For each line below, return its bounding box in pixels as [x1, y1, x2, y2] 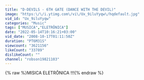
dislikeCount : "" [5, 52, 40, 57]
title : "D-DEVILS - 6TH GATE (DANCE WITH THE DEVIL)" [5, 7, 116, 12]
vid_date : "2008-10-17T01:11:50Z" [5, 34, 75, 39]
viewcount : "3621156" [5, 43, 49, 48]
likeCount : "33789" [5, 48, 45, 52]
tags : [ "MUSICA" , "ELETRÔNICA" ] [5, 25, 68, 30]
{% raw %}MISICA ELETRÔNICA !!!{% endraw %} [5, 70, 104, 76]
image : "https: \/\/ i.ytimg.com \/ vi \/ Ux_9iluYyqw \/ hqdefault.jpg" [5, 12, 140, 16]
